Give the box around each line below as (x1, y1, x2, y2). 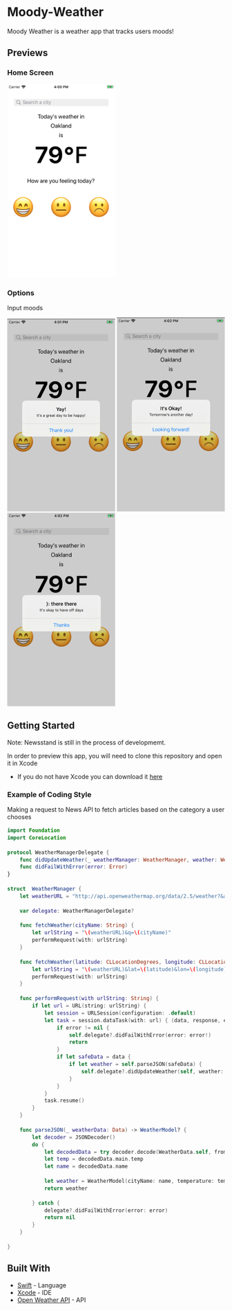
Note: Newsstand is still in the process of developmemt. (7, 738, 166, 747)
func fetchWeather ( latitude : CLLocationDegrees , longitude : (19, 958, 196, 965)
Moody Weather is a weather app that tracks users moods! (7, 27, 174, 35)
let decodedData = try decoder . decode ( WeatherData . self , (43, 1148, 212, 1155)
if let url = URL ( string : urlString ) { (32, 1002, 147, 1010)
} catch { (32, 1199, 60, 1206)
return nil (43, 1214, 76, 1221)
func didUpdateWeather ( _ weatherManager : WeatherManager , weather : (19, 856, 217, 863)
